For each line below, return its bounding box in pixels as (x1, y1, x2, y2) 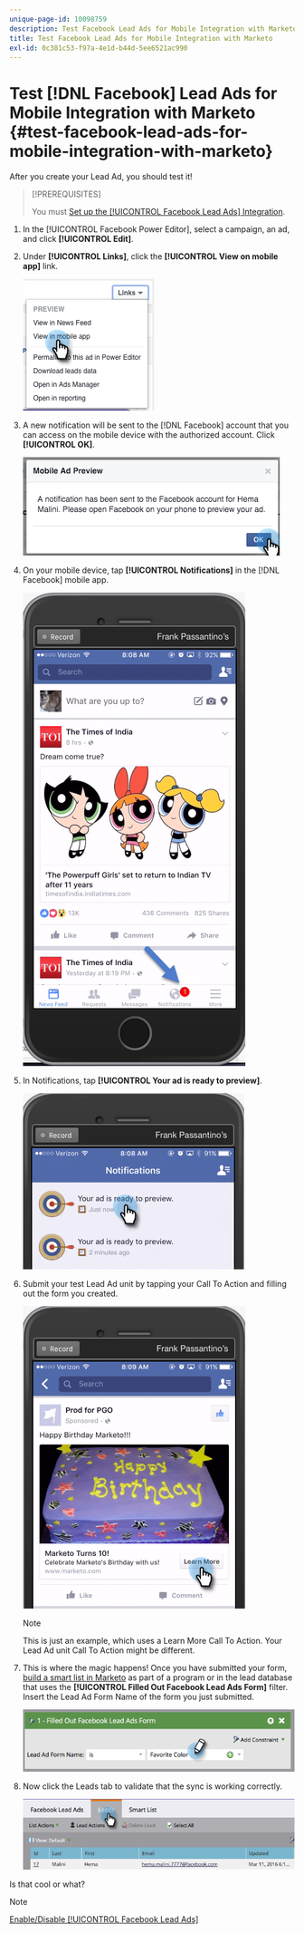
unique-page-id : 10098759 (9, 14, 107, 24)
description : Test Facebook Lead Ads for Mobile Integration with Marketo (9, 24, 298, 34)
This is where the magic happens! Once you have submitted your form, (22, 1663, 288, 1674)
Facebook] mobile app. (22, 575, 109, 585)
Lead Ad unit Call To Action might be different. (22, 1645, 195, 1656)
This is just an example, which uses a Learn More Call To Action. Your (22, 1636, 282, 1647)
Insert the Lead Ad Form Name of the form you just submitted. (22, 1691, 255, 1703)
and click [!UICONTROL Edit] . (22, 234, 134, 245)
